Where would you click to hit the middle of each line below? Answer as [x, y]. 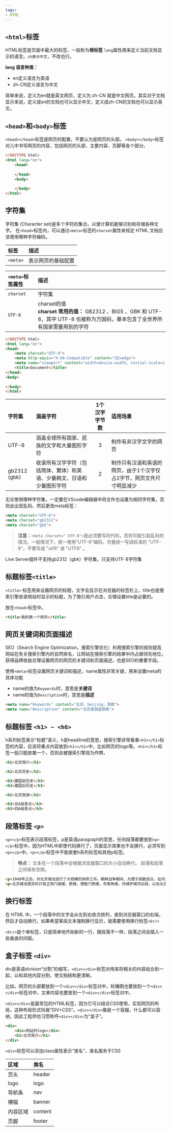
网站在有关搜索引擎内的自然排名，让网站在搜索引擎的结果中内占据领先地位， [85, 654]
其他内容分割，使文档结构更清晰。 [59, 975]
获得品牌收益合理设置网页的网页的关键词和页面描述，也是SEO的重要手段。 [83, 660]
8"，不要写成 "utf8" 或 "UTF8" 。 [52, 548]
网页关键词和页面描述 [39, 634]
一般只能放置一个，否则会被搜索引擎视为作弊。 [59, 753]
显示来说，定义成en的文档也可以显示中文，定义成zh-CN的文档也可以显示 [82, 102]
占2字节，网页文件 [133, 478]
